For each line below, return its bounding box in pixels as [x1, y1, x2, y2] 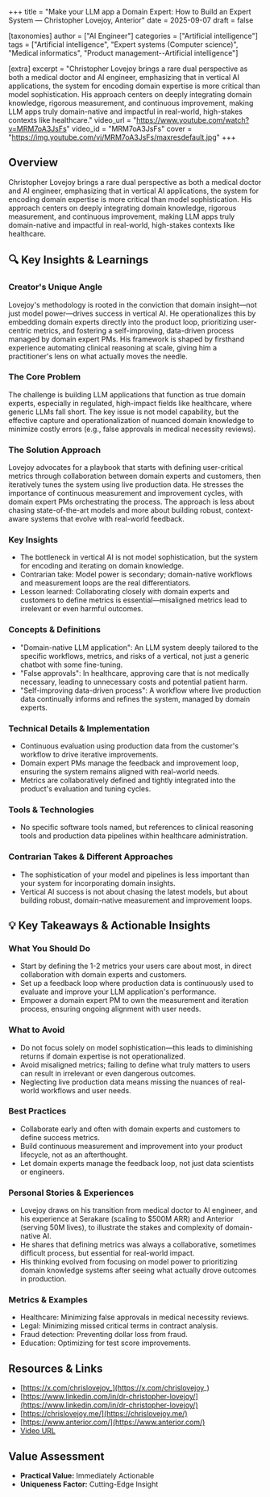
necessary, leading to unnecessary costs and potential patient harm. [19, 677, 248, 686]
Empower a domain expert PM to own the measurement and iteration [19, 996, 249, 1005]
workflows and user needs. [40, 1085, 131, 1095]
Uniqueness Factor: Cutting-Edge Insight [19, 1479, 159, 1489]
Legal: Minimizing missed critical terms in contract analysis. [19, 1321, 218, 1331]
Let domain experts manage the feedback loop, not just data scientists [19, 1158, 255, 1168]
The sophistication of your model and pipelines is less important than [19, 870, 250, 879]
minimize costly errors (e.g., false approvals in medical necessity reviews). [8, 424, 256, 434]
